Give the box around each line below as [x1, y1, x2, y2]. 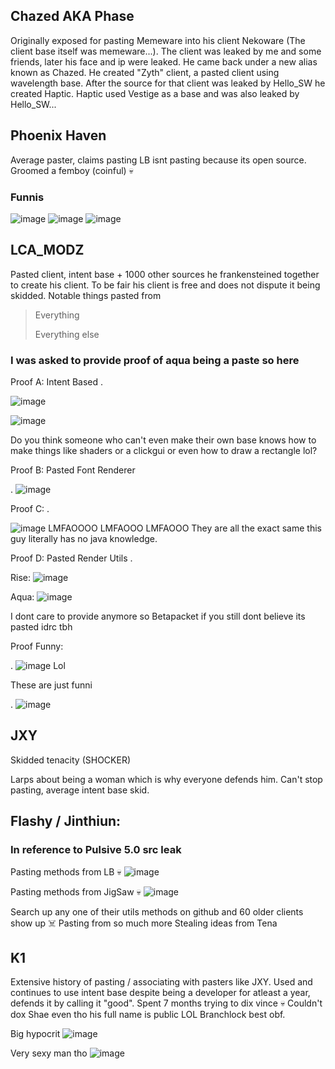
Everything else [34, 328, 100, 340]
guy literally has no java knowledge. [10, 533, 158, 545]
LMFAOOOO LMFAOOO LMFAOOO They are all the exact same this [48, 522, 322, 534]
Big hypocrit [10, 1028, 61, 1040]
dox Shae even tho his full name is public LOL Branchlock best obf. [10, 1009, 286, 1021]
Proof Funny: [10, 640, 64, 653]
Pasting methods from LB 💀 [10, 865, 122, 878]
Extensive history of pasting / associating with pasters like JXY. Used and [10, 976, 313, 988]
